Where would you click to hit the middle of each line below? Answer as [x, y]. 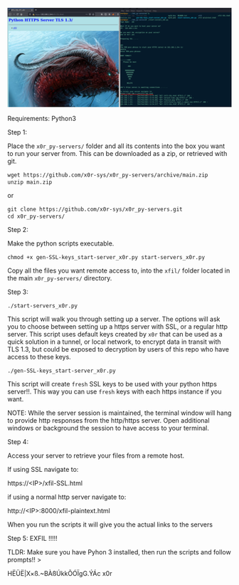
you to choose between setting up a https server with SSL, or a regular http [118, 327]
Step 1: [17, 132]
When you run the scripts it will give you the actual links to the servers [110, 525]
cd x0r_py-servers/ [36, 217]
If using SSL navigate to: [43, 470]
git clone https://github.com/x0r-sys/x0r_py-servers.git [95, 210]
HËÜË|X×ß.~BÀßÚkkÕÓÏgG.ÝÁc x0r [60, 574]
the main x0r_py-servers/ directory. [60, 278]
